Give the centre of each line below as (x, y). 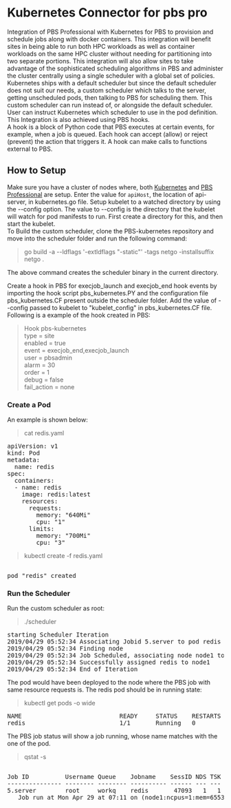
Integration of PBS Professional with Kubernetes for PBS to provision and (110, 32)
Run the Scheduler (39, 593)
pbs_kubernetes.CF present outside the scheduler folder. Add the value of (112, 300)
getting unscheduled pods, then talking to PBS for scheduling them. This (110, 97)
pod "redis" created (42, 576)
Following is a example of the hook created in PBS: (79, 315)
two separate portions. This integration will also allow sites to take (100, 61)
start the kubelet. (31, 224)
